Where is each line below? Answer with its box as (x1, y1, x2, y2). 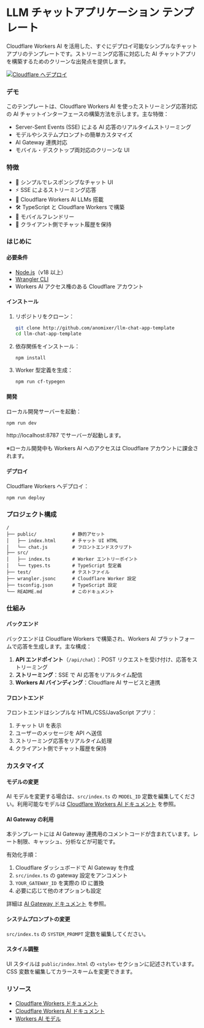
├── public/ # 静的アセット (6, 531, 105, 537)
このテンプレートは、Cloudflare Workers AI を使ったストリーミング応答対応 (6, 102, 198, 110)
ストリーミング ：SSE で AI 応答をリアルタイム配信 (15, 671, 143, 678)
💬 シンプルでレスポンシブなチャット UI (15, 178, 113, 186)
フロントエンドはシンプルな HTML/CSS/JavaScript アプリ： (6, 709, 157, 716)
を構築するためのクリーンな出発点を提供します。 (6, 58, 129, 65)
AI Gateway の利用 (6, 815, 54, 823)
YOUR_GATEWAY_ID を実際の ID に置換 (15, 880, 104, 887)
